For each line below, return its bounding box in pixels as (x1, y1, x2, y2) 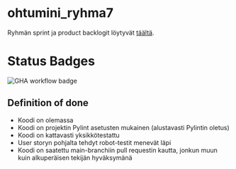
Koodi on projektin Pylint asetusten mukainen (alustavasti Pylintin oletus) (17, 123, 230, 132)
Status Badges (7, 53, 96, 69)
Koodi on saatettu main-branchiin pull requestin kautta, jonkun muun (17, 146, 218, 154)
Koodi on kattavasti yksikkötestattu (17, 131, 120, 139)
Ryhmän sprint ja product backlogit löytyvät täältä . (7, 28, 154, 37)
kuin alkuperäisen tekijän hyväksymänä (17, 153, 133, 162)
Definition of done (7, 97, 89, 109)
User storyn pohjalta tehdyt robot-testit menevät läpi (17, 138, 172, 146)
